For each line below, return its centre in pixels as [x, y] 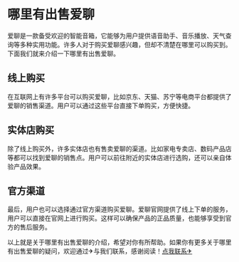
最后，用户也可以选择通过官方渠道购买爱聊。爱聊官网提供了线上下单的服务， [119, 209]
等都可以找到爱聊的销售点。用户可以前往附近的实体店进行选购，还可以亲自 [116, 157]
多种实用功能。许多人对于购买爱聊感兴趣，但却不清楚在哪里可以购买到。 [126, 44]
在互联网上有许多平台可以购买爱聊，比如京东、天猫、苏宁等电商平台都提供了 [119, 96]
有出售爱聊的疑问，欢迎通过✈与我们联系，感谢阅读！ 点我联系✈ [100, 251]
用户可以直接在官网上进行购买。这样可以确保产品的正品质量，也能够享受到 [116, 219]
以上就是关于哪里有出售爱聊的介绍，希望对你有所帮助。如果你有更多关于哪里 [119, 242]
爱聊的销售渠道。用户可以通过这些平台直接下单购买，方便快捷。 [101, 105]
